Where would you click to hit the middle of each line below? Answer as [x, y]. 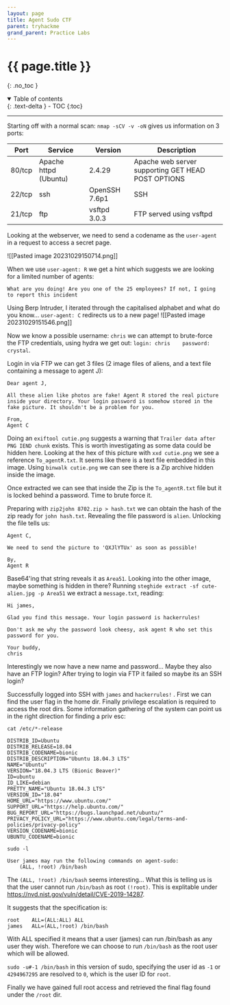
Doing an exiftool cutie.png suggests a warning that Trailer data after [111, 438]
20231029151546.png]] [40, 323]
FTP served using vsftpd [173, 214]
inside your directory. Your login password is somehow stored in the [110, 402]
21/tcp [22, 214]
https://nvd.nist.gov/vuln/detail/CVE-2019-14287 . [76, 894]
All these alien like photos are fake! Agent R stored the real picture [113, 395]
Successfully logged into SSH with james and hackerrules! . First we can [109, 695]
